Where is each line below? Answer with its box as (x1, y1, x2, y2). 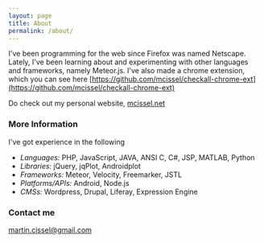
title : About (8, 19, 52, 27)
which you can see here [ (8, 74, 93, 84)
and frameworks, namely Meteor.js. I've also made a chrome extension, (8, 66, 245, 76)
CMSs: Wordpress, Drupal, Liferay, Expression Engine (19, 187, 199, 196)
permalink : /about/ (8, 27, 74, 35)
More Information (8, 118, 78, 130)
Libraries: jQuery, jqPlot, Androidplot (19, 161, 141, 171)
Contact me (8, 207, 56, 218)
